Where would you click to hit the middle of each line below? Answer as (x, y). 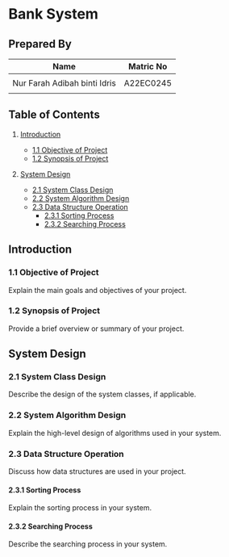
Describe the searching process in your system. (88, 544)
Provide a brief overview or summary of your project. (96, 329)
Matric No (148, 67)
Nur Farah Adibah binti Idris (65, 83)
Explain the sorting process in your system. (80, 508)
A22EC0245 (148, 83)
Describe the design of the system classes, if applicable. (102, 394)
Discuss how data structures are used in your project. (98, 471)
